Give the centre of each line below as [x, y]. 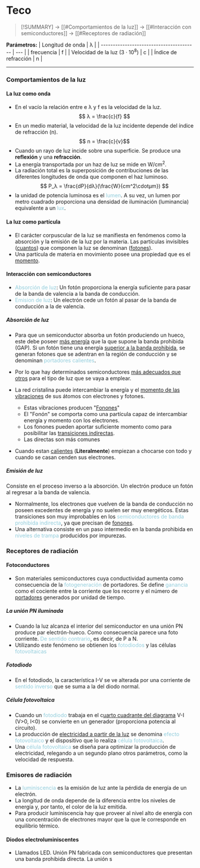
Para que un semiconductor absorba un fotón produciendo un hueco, [100, 335]
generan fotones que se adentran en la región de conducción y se [96, 354]
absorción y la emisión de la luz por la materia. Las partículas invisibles [102, 241]
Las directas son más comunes [62, 439]
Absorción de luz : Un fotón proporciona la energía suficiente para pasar [103, 287]
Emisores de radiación [39, 774]
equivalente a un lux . [40, 208]
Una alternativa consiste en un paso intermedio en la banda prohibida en [104, 529]
